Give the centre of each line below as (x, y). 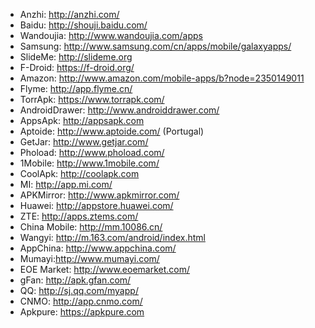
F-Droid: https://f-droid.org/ (77, 67)
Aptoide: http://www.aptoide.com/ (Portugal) (112, 131)
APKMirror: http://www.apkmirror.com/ (99, 195)
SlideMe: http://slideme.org (76, 57)
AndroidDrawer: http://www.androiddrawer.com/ (119, 110)
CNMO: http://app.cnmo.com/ (81, 301)
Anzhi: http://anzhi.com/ (69, 14)
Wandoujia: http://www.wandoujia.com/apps (111, 35)
